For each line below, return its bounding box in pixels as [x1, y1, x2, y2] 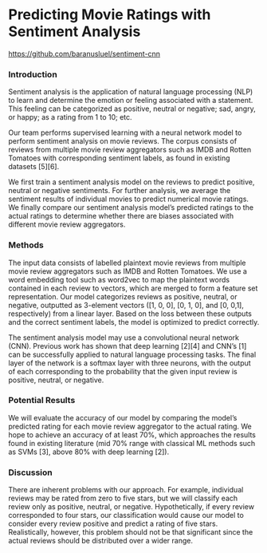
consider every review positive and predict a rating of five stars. [8, 519, 218, 528]
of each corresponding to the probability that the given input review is [8, 366, 238, 376]
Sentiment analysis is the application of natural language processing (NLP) [8, 87, 253, 97]
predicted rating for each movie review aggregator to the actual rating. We [8, 421, 253, 431]
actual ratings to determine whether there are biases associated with [8, 211, 234, 221]
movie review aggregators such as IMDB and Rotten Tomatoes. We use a [8, 266, 247, 276]
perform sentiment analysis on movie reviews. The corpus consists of [8, 136, 238, 146]
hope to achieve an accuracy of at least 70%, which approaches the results [8, 429, 257, 440]
